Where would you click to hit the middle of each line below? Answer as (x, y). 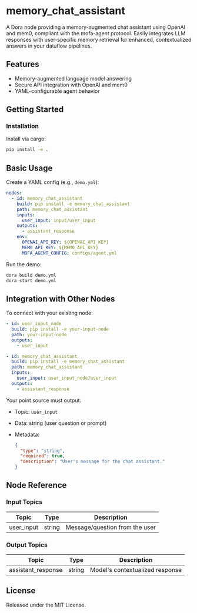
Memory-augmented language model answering (73, 78)
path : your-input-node (39, 334)
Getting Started (35, 110)
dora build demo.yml (31, 275)
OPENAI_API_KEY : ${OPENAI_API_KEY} (65, 242)
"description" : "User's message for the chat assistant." (93, 462)
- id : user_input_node (34, 324)
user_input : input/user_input (59, 220)
